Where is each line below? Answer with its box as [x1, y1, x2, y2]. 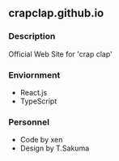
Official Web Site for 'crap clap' [8, 49, 113, 59]
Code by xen [19, 135, 63, 145]
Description [8, 31, 56, 42]
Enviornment [8, 69, 61, 80]
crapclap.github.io [8, 6, 104, 20]
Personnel [8, 117, 50, 128]
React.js [19, 87, 48, 97]
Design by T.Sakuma [19, 143, 90, 153]
